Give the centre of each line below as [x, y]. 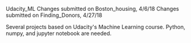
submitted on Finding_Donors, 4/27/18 [54, 15]
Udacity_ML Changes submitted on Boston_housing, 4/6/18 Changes [92, 9]
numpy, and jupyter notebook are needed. [59, 33]
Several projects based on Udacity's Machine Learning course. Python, [95, 27]
